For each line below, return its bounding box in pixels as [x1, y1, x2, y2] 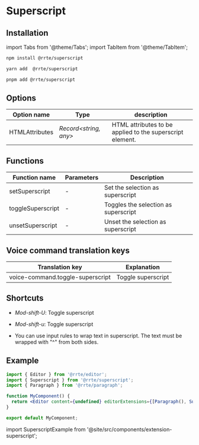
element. [111, 136, 136, 144]
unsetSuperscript [9, 221, 57, 230]
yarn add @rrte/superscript [6, 65, 78, 72]
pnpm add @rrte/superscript [6, 76, 76, 83]
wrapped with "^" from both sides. [14, 338, 99, 346]
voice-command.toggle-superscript [9, 273, 111, 281]
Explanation [125, 263, 160, 271]
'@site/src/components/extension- [86, 425, 172, 433]
